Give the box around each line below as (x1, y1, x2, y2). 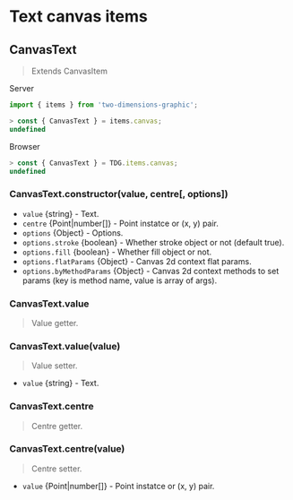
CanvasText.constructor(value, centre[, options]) (9, 188, 228, 201)
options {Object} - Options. (22, 227, 124, 238)
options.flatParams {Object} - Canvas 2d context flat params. (22, 255, 253, 266)
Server (9, 83, 34, 93)
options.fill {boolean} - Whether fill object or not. (22, 246, 212, 257)
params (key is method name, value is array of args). (22, 275, 218, 286)
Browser (9, 141, 40, 151)
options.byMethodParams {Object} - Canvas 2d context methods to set (22, 265, 280, 276)
